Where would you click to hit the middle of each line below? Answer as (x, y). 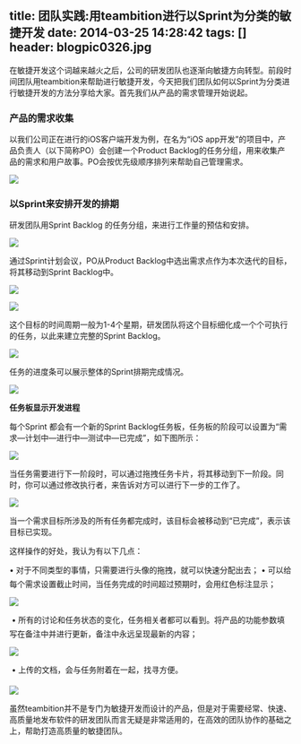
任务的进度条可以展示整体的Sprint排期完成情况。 (99, 372)
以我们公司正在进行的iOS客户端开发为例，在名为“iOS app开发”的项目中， (144, 139)
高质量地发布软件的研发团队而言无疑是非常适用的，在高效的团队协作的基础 (146, 720)
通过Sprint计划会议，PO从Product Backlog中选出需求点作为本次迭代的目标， (150, 261)
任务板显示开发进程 (45, 408)
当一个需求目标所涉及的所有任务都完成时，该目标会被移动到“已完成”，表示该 (150, 521)
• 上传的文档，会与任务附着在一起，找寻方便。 (97, 670)
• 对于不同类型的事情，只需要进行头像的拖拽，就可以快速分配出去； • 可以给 (150, 570)
